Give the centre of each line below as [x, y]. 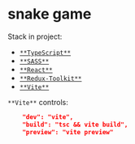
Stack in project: [35, 36]
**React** [36, 70]
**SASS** [34, 61]
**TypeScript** [45, 53]
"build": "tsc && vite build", [75, 125]
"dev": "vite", [48, 117]
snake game [50, 14]
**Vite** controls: [38, 102]
